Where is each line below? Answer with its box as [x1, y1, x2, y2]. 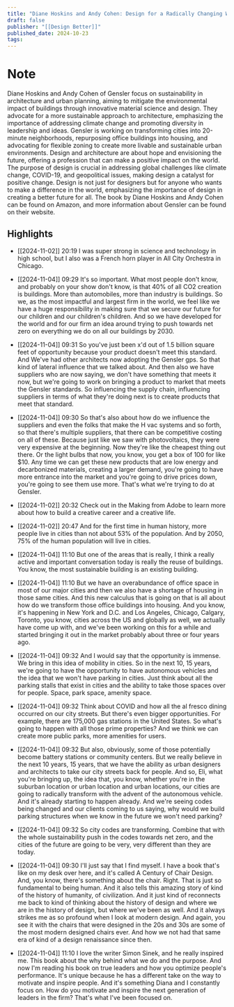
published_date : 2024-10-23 [7, 29, 89, 37]
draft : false [7, 17, 45, 24]
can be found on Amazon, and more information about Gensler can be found [7, 200, 226, 209]
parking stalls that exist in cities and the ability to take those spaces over [17, 681, 226, 689]
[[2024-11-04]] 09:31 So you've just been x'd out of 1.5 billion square [17, 340, 214, 349]
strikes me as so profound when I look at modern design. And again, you [17, 913, 226, 921]
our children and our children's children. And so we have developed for [17, 312, 221, 320]
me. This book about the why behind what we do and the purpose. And [17, 956, 221, 964]
